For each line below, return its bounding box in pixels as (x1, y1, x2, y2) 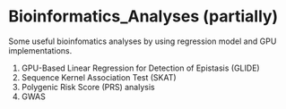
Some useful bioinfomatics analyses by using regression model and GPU (8, 36, 277, 46)
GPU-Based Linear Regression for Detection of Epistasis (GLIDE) (21, 63, 261, 73)
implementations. (8, 45, 73, 55)
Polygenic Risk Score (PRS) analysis (21, 81, 155, 92)
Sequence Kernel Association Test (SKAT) (21, 71, 177, 82)
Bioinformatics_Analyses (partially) (8, 6, 279, 27)
